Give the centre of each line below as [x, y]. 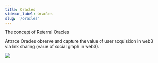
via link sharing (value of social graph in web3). [52, 47]
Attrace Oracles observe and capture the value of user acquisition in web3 [79, 41]
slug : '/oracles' [22, 18]
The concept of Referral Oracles [37, 32]
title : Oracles [20, 9]
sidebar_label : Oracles [29, 14]
